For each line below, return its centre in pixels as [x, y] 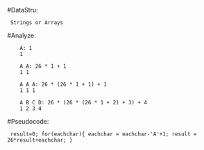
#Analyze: [22, 35]
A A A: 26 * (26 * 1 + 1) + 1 [63, 84]
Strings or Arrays [37, 23]
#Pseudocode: [28, 121]
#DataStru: [23, 10]
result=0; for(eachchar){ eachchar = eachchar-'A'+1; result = [103, 134]
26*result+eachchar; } [40, 140]
